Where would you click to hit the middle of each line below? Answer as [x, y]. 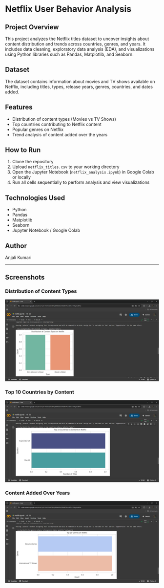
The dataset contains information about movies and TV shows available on [80, 81]
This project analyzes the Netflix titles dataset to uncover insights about [77, 39]
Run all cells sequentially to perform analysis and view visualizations [81, 182]
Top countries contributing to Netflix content [57, 124]
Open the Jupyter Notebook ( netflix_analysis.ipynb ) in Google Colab [83, 172]
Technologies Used [35, 198]
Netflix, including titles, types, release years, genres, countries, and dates [79, 87]
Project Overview [32, 27]
